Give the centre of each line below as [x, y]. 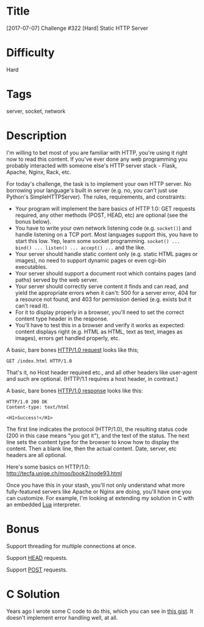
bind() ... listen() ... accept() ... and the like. [80, 247]
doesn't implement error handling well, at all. [62, 617]
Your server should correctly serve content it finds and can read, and [102, 286]
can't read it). [32, 305]
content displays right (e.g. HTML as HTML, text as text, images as [99, 331]
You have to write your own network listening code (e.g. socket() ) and [103, 228]
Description [37, 136]
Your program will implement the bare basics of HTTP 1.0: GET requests [105, 208]
